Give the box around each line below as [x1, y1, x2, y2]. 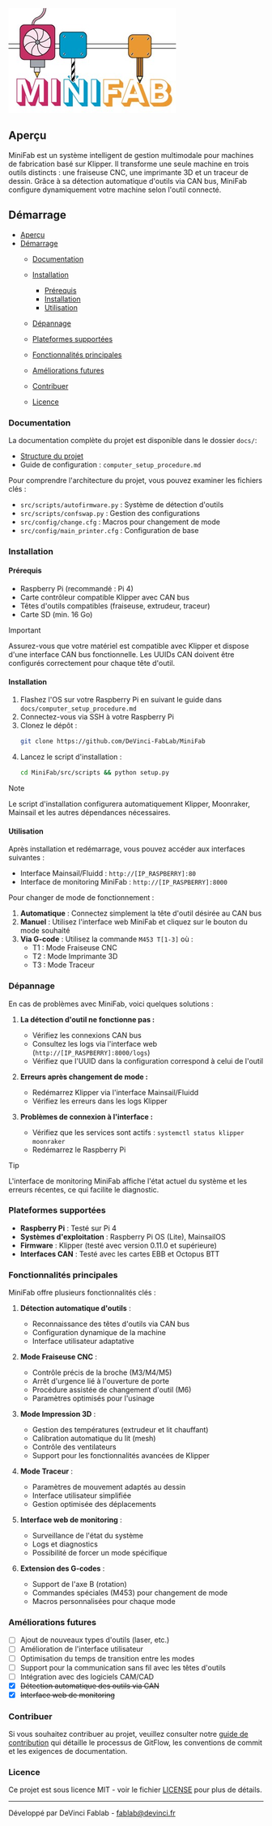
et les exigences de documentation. [8, 1747, 128, 1756]
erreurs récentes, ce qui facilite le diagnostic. [8, 1184, 159, 1194]
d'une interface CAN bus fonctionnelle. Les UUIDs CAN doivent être [8, 650, 235, 659]
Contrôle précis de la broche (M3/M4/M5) [32, 1367, 172, 1377]
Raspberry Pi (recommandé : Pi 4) [19, 584, 134, 594]
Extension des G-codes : [19, 1564, 105, 1573]
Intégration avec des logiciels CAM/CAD [19, 1671, 155, 1681]
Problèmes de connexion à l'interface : [19, 1111, 154, 1121]
